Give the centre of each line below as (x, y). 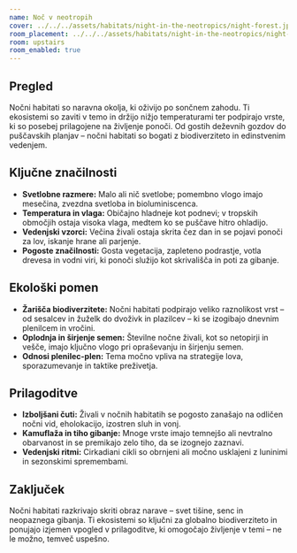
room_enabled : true (45, 50)
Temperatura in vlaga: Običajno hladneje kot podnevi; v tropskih (140, 212)
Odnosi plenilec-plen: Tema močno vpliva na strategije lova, (133, 356)
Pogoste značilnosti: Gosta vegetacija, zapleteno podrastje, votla (141, 250)
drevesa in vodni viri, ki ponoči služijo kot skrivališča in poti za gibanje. (151, 260)
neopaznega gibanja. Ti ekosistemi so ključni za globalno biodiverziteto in (143, 520)
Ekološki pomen (54, 288)
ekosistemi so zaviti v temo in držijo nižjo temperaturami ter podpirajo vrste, (147, 117)
